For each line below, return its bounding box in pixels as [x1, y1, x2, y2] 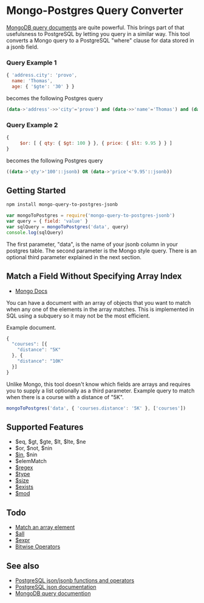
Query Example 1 [6, 58, 57, 67]
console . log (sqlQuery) [6, 229, 64, 235]
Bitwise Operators [15, 543, 61, 551]
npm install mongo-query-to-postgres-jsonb [6, 201, 118, 207]
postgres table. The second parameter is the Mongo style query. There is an [6, 247, 197, 254]
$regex [15, 464, 33, 472]
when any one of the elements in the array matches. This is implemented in [6, 305, 194, 313]
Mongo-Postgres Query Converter [6, 4, 183, 18]
